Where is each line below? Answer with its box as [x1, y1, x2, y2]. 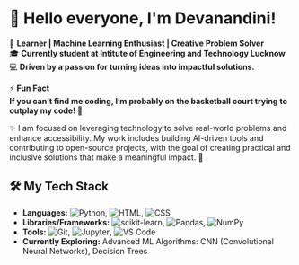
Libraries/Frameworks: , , [22, 216, 207, 227]
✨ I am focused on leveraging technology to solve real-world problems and [9, 122, 287, 133]
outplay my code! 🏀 [9, 105, 84, 116]
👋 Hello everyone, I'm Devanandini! [9, 8, 277, 29]
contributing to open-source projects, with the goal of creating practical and [9, 142, 291, 153]
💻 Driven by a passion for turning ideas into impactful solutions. [9, 61, 255, 72]
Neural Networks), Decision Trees [22, 245, 148, 256]
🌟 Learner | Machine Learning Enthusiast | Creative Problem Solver [9, 38, 265, 49]
